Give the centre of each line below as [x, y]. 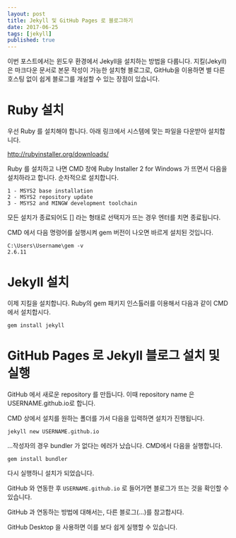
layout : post [26, 14]
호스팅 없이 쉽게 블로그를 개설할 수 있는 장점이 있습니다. [84, 79]
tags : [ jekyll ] [30, 34]
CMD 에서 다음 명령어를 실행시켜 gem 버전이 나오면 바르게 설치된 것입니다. [111, 233]
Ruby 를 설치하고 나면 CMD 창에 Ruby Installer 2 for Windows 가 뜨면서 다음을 [117, 169]
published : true [31, 40]
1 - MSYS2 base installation [50, 191]
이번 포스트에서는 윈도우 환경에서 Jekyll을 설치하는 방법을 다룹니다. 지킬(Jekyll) [117, 62]
